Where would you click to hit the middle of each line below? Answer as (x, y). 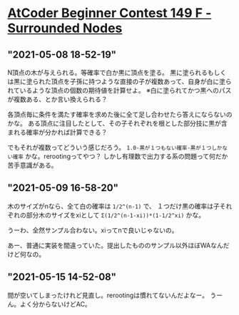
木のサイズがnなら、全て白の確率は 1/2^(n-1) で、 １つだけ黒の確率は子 (113, 206)
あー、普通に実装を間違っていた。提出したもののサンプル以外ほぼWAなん (115, 245)
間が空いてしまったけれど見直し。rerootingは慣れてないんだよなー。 (108, 295)
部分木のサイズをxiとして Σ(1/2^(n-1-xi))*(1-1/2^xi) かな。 (116, 215)
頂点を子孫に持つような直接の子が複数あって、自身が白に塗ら (141, 81)
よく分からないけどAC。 (55, 304)
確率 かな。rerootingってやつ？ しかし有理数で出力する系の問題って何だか (120, 156)
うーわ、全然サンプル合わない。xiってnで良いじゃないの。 (93, 230)
